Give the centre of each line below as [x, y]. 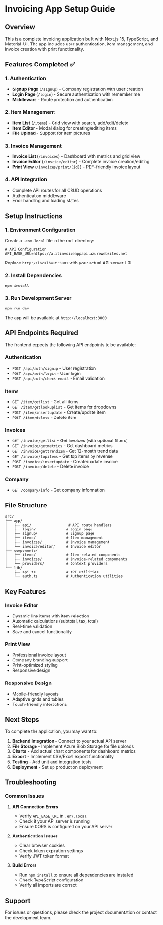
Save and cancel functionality [42, 632]
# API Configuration [26, 250]
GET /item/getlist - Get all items [45, 402]
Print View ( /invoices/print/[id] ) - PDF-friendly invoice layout [76, 167]
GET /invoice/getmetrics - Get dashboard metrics [62, 446]
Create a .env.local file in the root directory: [50, 241]
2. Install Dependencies [34, 276]
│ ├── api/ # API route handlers [58, 525]
